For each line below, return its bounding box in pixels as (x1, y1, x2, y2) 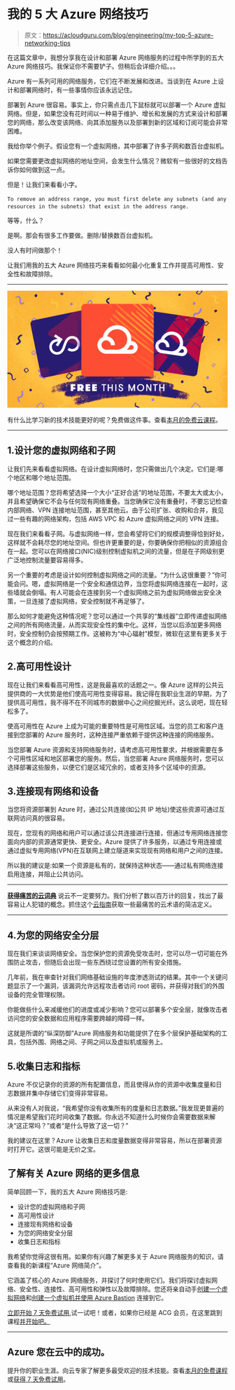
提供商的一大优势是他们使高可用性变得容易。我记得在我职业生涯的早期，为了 (7, 689, 228, 697)
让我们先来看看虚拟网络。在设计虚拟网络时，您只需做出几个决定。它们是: (7, 464, 218, 473)
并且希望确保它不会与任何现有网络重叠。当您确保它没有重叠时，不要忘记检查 (7, 497, 228, 505)
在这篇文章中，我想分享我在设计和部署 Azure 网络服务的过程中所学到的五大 (7, 53, 224, 62)
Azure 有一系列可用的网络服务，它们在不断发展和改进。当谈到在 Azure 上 (7, 76, 218, 85)
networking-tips (24, 39, 71, 47)
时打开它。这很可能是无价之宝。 (7, 1145, 99, 1154)
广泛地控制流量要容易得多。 (7, 555, 87, 564)
